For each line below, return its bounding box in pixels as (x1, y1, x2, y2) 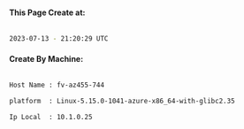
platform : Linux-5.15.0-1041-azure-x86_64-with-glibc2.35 (9, 97, 236, 106)
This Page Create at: (9, 7, 86, 18)
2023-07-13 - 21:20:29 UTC (9, 34, 109, 43)
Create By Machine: (9, 53, 84, 64)
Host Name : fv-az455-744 (9, 80, 104, 90)
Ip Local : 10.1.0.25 (9, 113, 93, 122)
